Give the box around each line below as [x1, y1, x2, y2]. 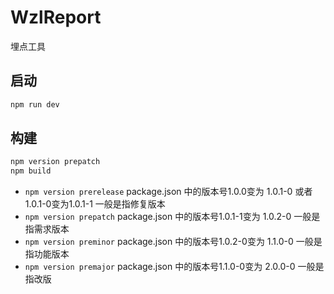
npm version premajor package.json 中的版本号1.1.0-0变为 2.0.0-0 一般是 [24, 261, 325, 273]
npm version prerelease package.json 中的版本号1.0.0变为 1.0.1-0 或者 [24, 186, 313, 198]
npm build [10, 166, 52, 176]
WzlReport [10, 6, 102, 29]
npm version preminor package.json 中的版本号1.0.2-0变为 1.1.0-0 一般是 [24, 236, 323, 248]
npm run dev [10, 99, 60, 110]
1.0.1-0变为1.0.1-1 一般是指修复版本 [24, 198, 166, 210]
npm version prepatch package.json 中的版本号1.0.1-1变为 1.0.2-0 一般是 [24, 211, 321, 223]
